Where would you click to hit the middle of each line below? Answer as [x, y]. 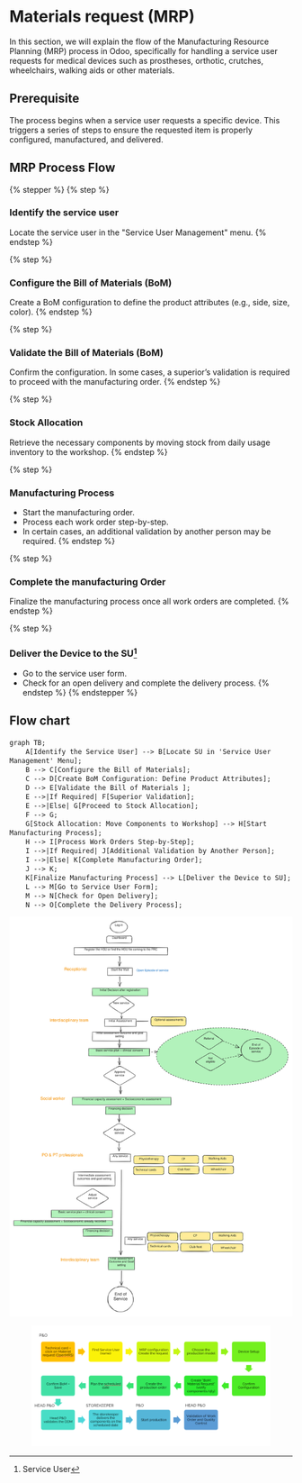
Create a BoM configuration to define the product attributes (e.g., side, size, [150, 303]
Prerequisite [44, 99]
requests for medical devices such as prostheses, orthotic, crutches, [136, 60]
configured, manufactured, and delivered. [86, 139]
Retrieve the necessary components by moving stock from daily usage [140, 442]
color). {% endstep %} [51, 312]
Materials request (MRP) [102, 17]
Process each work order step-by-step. [95, 522]
